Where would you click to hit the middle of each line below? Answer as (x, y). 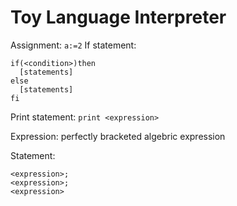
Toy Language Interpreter (118, 17)
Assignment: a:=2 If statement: (73, 45)
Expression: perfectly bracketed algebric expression (118, 136)
